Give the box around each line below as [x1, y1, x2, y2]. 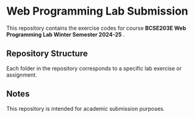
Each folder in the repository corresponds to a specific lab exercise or [6, 64, 182, 72]
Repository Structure [6, 49, 88, 59]
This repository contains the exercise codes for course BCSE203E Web [6, 24, 187, 32]
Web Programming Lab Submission [6, 4, 189, 18]
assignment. [6, 71, 38, 78]
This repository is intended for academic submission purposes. [6, 105, 165, 112]
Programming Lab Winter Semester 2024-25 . [6, 30, 125, 38]
